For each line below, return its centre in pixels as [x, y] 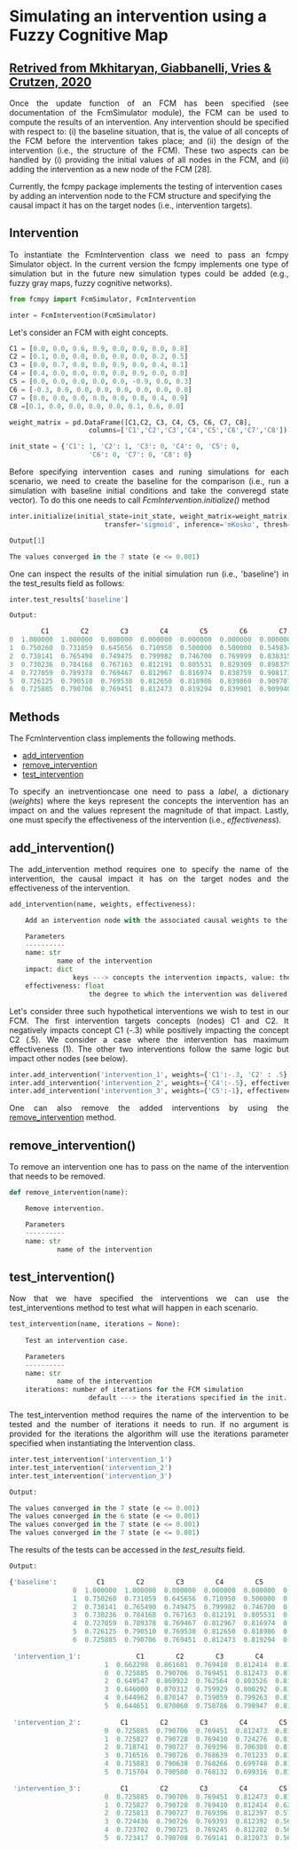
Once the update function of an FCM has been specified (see [149, 103]
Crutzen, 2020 [51, 82]
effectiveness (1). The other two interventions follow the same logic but [149, 1049]
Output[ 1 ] [27, 540]
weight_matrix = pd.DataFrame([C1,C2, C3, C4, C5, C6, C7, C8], [130, 422]
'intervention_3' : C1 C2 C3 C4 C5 [150, 1788]
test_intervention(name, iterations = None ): [94, 1324]
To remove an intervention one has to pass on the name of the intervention [149, 1167]
